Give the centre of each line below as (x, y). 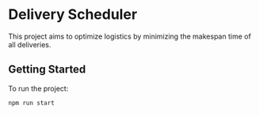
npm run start (32, 103)
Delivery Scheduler (73, 15)
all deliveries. (30, 44)
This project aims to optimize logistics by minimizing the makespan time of (130, 36)
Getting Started (47, 70)
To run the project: (38, 88)
